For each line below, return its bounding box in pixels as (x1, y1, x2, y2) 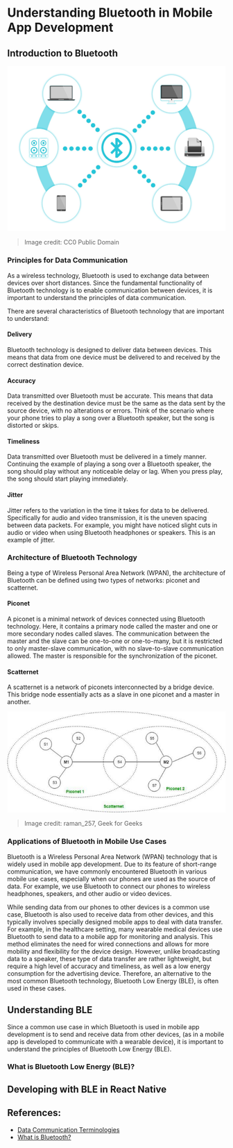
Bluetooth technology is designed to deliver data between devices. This (7, 345, 212, 353)
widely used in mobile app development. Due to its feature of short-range (7, 860, 217, 868)
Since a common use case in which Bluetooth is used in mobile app (7, 1022, 200, 1031)
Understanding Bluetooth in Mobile (7, 5, 213, 21)
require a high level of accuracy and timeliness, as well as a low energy (7, 962, 210, 970)
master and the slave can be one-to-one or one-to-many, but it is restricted (7, 637, 223, 645)
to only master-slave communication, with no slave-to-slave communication (7, 644, 224, 653)
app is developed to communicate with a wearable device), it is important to (7, 1037, 224, 1046)
